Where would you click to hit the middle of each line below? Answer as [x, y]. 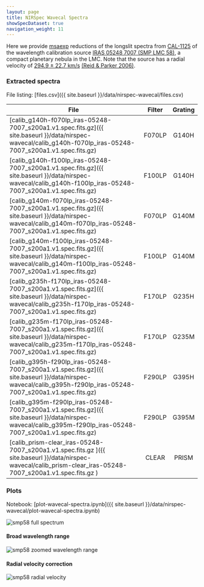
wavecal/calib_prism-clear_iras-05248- [68, 465]
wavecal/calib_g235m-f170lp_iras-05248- [73, 344]
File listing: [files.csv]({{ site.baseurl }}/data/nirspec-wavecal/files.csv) [95, 94]
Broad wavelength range [38, 537]
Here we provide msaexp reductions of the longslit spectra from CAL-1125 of [102, 46]
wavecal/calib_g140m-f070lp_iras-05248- [73, 223]
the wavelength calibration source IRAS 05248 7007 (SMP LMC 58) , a [93, 53]
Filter [155, 109]
